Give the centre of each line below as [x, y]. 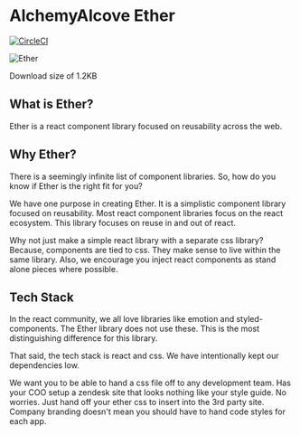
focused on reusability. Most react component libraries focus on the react [146, 213]
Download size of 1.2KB [53, 76]
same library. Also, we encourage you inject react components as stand [143, 260]
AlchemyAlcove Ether [93, 16]
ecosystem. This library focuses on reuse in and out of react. [123, 222]
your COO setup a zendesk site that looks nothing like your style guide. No [148, 392]
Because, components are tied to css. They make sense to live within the [145, 250]
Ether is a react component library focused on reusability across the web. [146, 126]
